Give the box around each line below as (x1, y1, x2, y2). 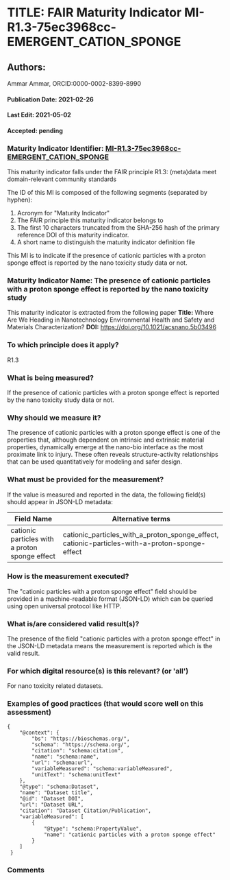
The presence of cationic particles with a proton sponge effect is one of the (7, 429, 220, 437)
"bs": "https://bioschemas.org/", (31, 735, 130, 742)
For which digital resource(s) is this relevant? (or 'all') (7, 667, 189, 676)
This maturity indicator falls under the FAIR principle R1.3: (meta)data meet (7, 168, 217, 176)
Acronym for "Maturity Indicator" (16, 209, 110, 217)
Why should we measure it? (7, 413, 101, 423)
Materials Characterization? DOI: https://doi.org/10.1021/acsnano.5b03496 (7, 323, 217, 331)
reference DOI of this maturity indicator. (16, 231, 129, 239)
